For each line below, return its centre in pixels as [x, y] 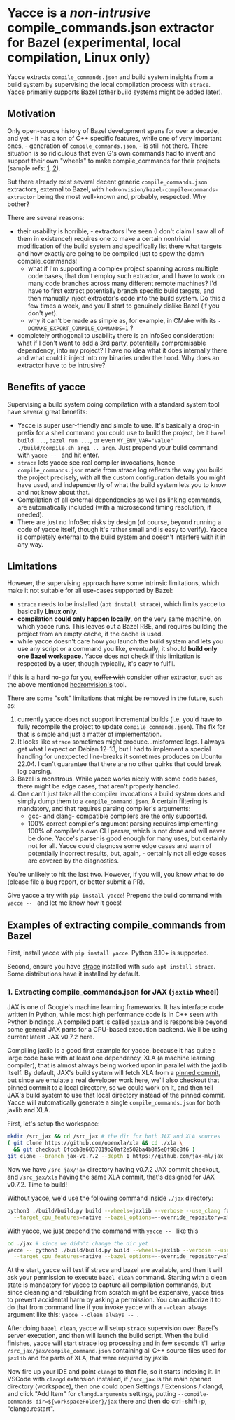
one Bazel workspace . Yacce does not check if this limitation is [109, 656]
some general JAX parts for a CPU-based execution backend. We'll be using [117, 1030]
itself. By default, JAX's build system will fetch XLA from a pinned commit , [114, 1073]
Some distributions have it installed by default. [74, 974]
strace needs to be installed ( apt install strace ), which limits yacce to [121, 604]
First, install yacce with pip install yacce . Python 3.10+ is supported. [108, 953]
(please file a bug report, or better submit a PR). [76, 882]
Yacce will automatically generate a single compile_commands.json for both [114, 1102]
